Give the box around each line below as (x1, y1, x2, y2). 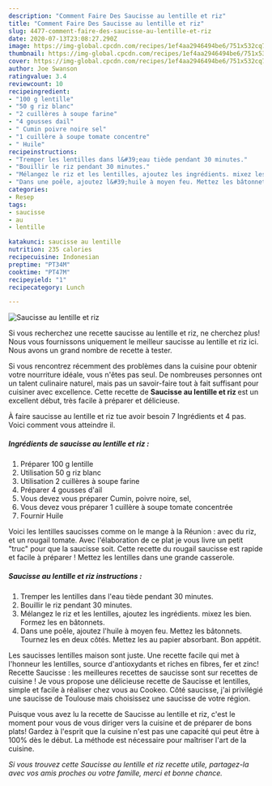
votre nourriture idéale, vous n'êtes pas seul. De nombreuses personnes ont (8, 370, 262, 380)
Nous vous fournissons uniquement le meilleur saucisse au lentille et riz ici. (8, 337, 259, 347)
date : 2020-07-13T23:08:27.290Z (8, 34, 117, 43)
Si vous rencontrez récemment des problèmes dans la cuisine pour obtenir (8, 361, 257, 371)
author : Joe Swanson (8, 65, 79, 73)
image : (8, 42, 31, 50)
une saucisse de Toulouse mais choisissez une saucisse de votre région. (8, 693, 251, 703)
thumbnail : (8, 50, 45, 58)
